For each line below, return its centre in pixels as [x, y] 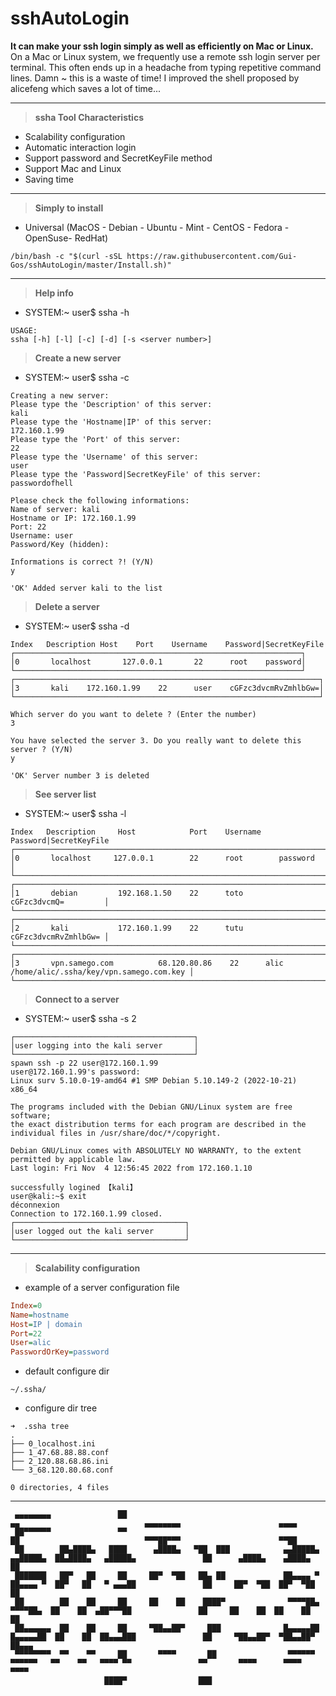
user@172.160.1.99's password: [75, 1072]
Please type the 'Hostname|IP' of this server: [111, 422]
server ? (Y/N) [42, 749]
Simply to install [69, 208]
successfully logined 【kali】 [74, 1187]
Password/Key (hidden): [60, 544]
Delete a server [67, 606]
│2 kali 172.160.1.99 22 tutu [127, 928]
